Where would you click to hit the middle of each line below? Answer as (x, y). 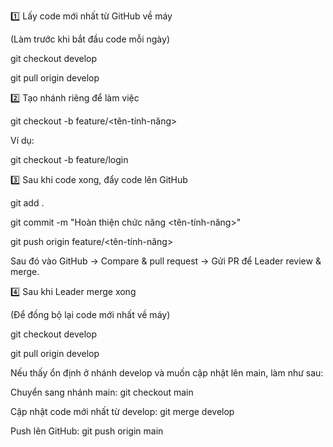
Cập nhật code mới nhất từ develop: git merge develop (122, 411)
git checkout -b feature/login (69, 159)
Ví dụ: (22, 140)
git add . (27, 203)
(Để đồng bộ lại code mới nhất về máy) (90, 314)
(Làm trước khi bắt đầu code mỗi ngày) (90, 39)
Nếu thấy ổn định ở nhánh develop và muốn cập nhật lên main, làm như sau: (167, 373)
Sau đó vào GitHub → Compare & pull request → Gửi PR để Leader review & (166, 261)
